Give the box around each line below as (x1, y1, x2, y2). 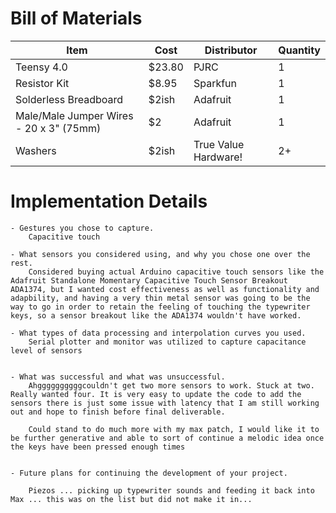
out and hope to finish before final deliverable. (10, 407, 226, 417)
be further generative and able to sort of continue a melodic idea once (10, 433, 325, 443)
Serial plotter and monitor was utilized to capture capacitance (28, 337, 307, 347)
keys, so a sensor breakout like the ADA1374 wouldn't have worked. (10, 310, 302, 321)
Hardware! (193, 150, 243, 164)
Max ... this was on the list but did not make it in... (10, 494, 253, 504)
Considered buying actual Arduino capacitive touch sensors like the (28, 267, 325, 277)
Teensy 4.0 (15, 60, 68, 74)
